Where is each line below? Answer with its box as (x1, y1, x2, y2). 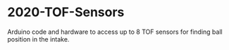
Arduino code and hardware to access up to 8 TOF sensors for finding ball (7, 27, 223, 36)
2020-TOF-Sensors (7, 4, 125, 20)
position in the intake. (7, 35, 70, 43)
